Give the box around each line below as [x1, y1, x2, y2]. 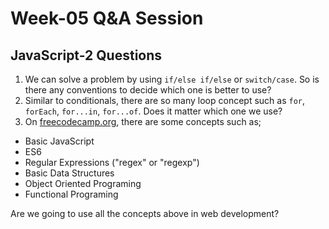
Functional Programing [24, 188, 119, 200]
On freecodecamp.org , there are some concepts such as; [24, 116, 262, 127]
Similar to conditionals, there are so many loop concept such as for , [24, 95, 306, 106]
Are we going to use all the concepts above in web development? [10, 208, 280, 219]
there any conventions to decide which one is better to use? [24, 84, 272, 96]
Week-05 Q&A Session [10, 7, 204, 30]
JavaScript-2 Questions [10, 47, 163, 64]
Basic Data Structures [24, 167, 115, 179]
